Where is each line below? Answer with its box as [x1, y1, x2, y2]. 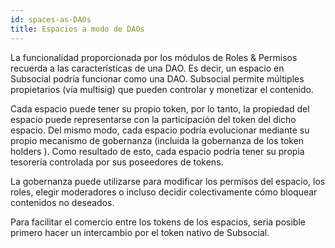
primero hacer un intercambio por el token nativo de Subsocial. [10, 226, 270, 238]
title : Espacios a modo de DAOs [10, 24, 145, 34]
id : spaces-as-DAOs [10, 14, 92, 25]
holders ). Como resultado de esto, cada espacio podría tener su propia [10, 145, 305, 157]
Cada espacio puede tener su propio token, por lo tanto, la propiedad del [10, 102, 310, 115]
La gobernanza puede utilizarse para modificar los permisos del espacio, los [10, 175, 326, 187]
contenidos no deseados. [10, 196, 115, 208]
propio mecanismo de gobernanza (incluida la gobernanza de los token [10, 134, 305, 146]
